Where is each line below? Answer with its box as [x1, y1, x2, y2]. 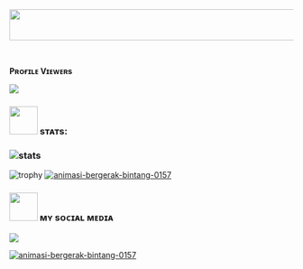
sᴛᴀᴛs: [39, 125, 68, 137]
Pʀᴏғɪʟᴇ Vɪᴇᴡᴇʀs [9, 66, 73, 76]
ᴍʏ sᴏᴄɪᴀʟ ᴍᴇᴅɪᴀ [39, 211, 115, 224]
